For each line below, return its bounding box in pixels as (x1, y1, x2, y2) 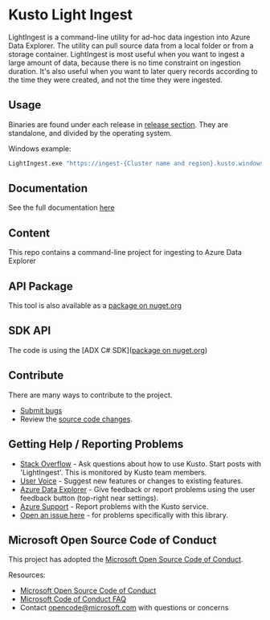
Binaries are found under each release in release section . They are (8, 119, 229, 129)
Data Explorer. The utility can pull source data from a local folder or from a (8, 40, 254, 50)
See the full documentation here (8, 203, 115, 212)
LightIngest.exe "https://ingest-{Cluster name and (8, 159, 185, 167)
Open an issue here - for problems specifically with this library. (19, 510, 229, 519)
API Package (8, 279, 74, 293)
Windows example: (8, 143, 72, 154)
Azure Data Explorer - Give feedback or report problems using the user (19, 484, 256, 494)
